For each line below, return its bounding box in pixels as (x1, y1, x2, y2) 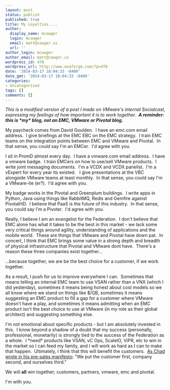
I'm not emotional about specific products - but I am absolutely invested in (5, 321, 161, 327)
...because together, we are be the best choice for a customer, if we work (5, 258, 159, 264)
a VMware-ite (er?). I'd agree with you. (5, 180, 87, 186)
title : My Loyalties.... (5, 21, 58, 27)
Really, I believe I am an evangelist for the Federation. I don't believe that (5, 216, 158, 222)
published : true (5, 17, 40, 22)
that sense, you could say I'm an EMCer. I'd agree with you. (5, 143, 131, 149)
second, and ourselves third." (5, 359, 67, 365)
